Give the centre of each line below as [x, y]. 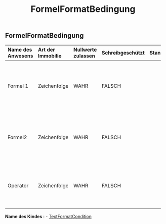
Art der [46, 50]
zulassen [84, 56]
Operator [18, 185]
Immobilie [50, 56]
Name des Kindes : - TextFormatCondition [48, 216]
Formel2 [17, 137]
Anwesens [21, 56]
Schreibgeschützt [123, 53]
